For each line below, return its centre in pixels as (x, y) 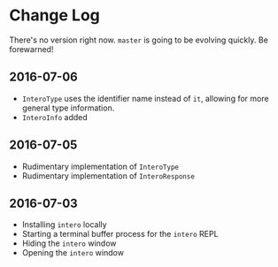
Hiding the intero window (69, 243)
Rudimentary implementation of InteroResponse (108, 175)
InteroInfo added (55, 117)
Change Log (54, 15)
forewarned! (31, 49)
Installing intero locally (65, 225)
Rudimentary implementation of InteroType (100, 166)
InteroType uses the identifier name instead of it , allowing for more (145, 98)
